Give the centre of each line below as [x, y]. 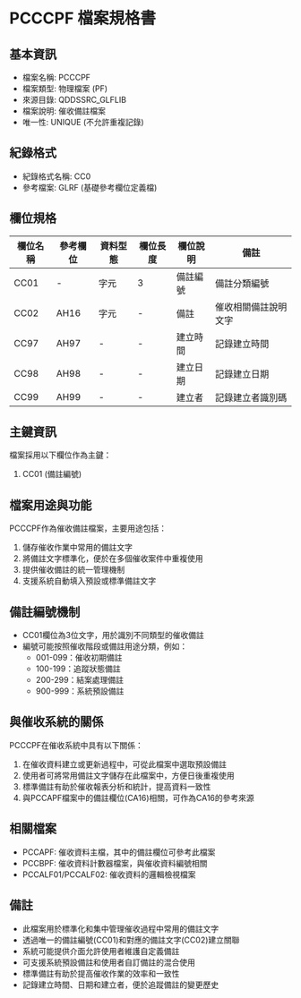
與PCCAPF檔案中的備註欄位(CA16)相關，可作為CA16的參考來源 [138, 798]
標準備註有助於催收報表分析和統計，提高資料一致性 [116, 786]
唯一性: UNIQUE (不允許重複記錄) [83, 122]
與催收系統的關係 [56, 722]
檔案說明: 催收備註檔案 [64, 111]
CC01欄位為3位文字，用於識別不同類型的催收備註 [113, 635]
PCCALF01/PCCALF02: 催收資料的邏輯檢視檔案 [109, 874]
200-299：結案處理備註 [79, 680]
